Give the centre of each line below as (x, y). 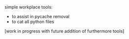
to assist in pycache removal (40, 16)
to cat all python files (33, 22)
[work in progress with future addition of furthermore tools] (64, 31)
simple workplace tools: (28, 7)
